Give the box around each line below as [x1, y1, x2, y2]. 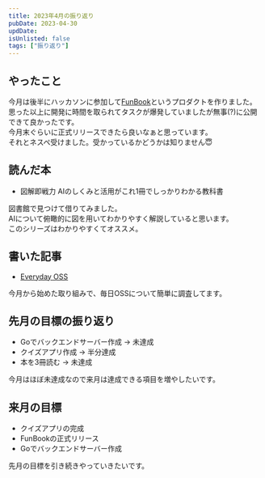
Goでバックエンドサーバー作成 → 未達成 [19, 337, 154, 347]
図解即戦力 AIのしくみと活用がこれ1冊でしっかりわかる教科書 [19, 186, 224, 196]
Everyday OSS [19, 272, 69, 281]
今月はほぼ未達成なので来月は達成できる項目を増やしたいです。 [8, 374, 220, 384]
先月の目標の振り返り [8, 314, 115, 328]
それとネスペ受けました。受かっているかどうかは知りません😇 [8, 137, 212, 146]
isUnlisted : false [8, 34, 70, 43]
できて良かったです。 [8, 116, 79, 126]
